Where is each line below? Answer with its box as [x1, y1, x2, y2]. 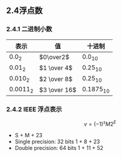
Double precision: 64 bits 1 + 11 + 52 [14, 144, 104, 152]
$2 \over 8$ [39, 75, 73, 83]
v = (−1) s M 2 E [83, 119, 117, 127]
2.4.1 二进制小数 [6, 25, 52, 33]
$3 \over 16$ [39, 85, 77, 94]
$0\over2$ [39, 53, 70, 61]
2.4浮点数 [6, 5, 43, 16]
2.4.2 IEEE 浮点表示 [6, 105, 62, 113]
